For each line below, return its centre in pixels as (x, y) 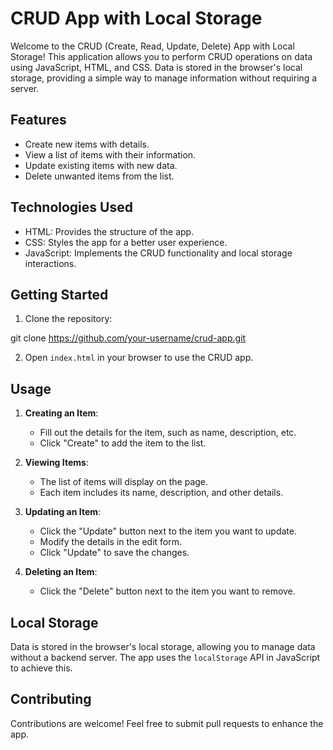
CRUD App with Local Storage (136, 18)
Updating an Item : (63, 512)
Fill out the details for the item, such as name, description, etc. (168, 433)
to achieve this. (41, 668)
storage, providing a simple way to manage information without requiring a (164, 78)
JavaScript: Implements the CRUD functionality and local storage (158, 253)
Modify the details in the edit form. (111, 542)
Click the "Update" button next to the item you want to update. (168, 531)
